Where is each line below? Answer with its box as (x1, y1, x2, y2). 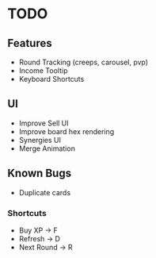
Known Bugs (7, 167, 72, 180)
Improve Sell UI (18, 118, 69, 128)
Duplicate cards (18, 187, 71, 197)
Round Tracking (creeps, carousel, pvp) (18, 57, 148, 67)
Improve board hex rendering (18, 126, 115, 136)
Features (7, 37, 52, 50)
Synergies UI (18, 135, 61, 144)
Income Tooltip (18, 66, 68, 75)
